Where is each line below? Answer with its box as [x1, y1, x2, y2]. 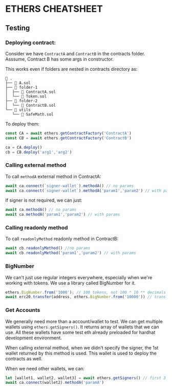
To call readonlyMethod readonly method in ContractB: [5, 236, 119, 242]
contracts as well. [5, 355, 42, 362]
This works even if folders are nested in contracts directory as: [5, 66, 138, 72]
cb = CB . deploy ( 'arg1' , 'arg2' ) [5, 149, 72, 154]
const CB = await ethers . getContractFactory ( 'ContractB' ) [5, 135, 132, 141]
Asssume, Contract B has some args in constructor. [5, 56, 114, 62]
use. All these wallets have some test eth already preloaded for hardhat [5, 329, 156, 335]
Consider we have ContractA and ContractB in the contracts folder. [5, 50, 145, 56]
